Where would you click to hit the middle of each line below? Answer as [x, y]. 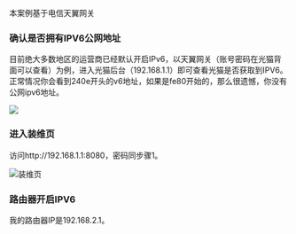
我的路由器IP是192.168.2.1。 [59, 220]
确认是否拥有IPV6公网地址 [65, 38]
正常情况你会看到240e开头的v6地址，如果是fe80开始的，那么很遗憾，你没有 [148, 82]
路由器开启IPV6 [43, 199]
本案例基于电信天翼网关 [52, 13]
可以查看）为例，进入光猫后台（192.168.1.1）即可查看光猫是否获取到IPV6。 [152, 70]
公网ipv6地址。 [37, 92]
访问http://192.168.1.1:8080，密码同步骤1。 [86, 155]
